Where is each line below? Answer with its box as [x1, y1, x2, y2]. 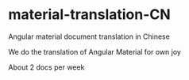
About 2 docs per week [8, 62, 85, 72]
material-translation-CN [8, 6, 171, 24]
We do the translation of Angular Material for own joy [8, 47, 181, 56]
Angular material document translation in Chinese [8, 32, 171, 41]
